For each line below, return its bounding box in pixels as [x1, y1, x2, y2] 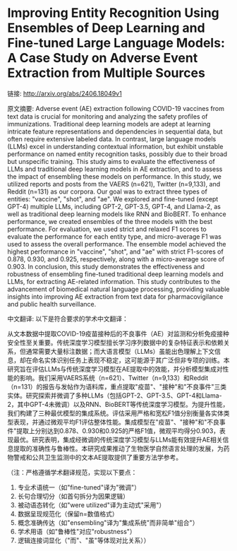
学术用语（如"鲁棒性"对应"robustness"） [17, 527, 136, 535]
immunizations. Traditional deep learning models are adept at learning [7, 119, 211, 128]
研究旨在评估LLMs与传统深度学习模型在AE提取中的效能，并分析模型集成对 [7, 365, 223, 373]
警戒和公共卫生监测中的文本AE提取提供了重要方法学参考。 [13, 453, 183, 461]
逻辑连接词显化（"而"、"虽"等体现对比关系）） [17, 535, 150, 545]
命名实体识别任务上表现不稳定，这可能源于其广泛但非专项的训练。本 [31, 355, 230, 365]
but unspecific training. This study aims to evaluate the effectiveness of [7, 157, 215, 165]
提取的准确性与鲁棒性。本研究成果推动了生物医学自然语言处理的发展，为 [13, 444, 224, 453]
